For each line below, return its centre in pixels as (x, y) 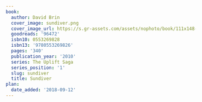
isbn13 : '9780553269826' (42, 46)
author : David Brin (36, 17)
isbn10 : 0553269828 (36, 40)
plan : (12, 85)
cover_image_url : (33, 28)
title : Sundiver (31, 79)
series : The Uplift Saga (42, 62)
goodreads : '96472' (36, 34)
